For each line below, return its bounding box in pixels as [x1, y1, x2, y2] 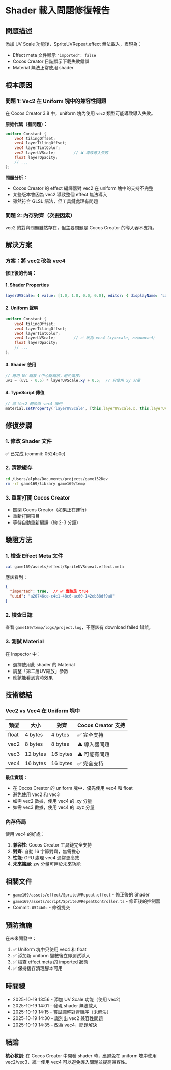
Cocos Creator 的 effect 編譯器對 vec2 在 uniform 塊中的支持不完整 [12, 185, 154, 191]
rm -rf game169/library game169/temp [5, 481, 85, 486]
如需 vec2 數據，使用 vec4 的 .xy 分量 [12, 798, 93, 804]
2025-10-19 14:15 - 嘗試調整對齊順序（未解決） [12, 1009, 111, 1015]
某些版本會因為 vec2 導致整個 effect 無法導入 [12, 191, 108, 197]
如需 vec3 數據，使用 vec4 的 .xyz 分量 [12, 804, 95, 810]
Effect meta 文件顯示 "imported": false [12, 52, 96, 58]
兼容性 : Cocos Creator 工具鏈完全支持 [12, 841, 92, 848]
